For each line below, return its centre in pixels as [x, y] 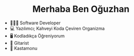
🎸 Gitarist [19, 43]
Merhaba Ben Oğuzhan [81, 9]
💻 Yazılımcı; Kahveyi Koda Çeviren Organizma [57, 28]
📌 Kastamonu [24, 48]
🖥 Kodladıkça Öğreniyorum [37, 36]
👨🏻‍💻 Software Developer [35, 23]
